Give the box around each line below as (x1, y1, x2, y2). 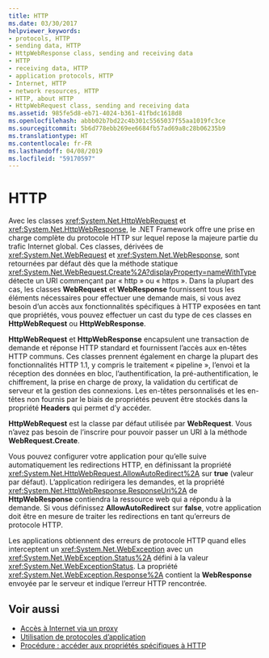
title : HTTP (8, 11, 48, 20)
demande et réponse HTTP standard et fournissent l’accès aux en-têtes (8, 343, 247, 353)
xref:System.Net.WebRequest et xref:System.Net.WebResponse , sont (8, 250, 240, 260)
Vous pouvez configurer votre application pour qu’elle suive (8, 451, 208, 461)
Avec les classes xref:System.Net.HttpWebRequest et (8, 216, 187, 226)
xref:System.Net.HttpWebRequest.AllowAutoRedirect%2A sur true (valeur (8, 469, 254, 479)
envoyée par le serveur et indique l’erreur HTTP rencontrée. (8, 579, 208, 589)
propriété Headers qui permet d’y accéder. (8, 403, 152, 413)
